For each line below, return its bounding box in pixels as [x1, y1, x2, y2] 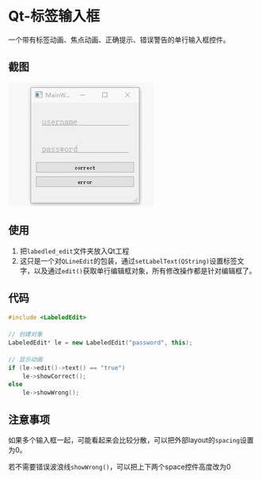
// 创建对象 [8, 330, 44, 339]
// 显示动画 [8, 355, 44, 363]
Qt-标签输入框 [8, 7, 101, 25]
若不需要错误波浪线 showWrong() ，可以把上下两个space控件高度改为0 [8, 462, 231, 471]
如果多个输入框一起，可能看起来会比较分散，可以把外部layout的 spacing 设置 [8, 435, 255, 444]
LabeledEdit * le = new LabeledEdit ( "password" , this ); [8, 339, 193, 347]
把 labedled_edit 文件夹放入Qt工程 [19, 246, 130, 256]
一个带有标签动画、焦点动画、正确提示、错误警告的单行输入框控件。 [8, 35, 230, 44]
